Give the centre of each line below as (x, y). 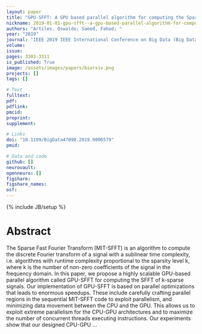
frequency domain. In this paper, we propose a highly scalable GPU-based (99, 273)
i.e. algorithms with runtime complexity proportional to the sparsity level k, (98, 261)
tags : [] (17, 79)
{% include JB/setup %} (36, 207)
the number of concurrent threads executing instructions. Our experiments (99, 318)
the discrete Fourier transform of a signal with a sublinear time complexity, (98, 254)
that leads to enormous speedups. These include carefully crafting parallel (99, 292)
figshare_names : (26, 184)
